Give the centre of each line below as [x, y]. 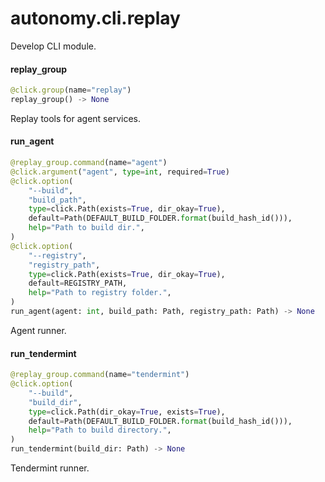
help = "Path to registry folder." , [100, 293]
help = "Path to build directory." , [100, 430]
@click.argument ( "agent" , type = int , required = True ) [120, 172]
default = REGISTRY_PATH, [78, 283]
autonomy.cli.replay [95, 18]
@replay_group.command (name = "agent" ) [89, 163]
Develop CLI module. [53, 46]
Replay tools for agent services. [75, 118]
